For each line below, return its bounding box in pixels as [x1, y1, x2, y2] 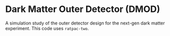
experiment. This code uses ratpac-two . [5, 25, 89, 31]
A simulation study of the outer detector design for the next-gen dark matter [5, 20, 165, 26]
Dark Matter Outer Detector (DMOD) [5, 3, 160, 15]
